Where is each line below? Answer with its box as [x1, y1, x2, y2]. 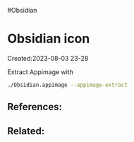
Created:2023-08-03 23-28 [7, 54, 89, 62]
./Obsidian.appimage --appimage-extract [7, 81, 128, 88]
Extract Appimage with [7, 67, 74, 76]
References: [7, 101, 62, 113]
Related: [7, 125, 45, 137]
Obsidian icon [7, 31, 90, 47]
